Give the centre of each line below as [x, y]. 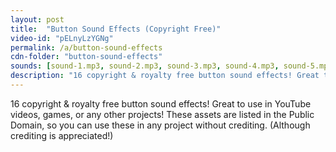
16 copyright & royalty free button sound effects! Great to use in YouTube [161, 103]
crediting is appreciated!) [62, 135]
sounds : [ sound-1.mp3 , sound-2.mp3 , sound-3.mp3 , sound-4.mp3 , [145, 66]
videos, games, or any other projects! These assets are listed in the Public [162, 114]
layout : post [37, 19]
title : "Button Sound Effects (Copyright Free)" [116, 29]
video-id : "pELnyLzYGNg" [62, 38]
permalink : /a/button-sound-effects [86, 47]
